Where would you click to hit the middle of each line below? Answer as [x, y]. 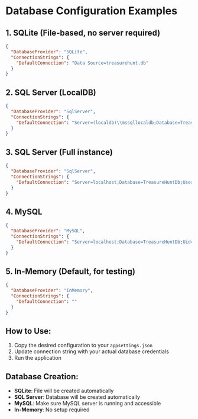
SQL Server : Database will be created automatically [77, 397]
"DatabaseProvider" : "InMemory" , [52, 291]
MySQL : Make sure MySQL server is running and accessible [87, 404]
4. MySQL [24, 212]
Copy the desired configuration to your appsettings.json [83, 346]
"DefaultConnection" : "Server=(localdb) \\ [69, 123]
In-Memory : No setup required [52, 410]
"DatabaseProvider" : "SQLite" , [49, 52]
